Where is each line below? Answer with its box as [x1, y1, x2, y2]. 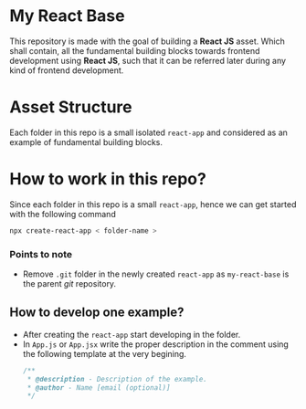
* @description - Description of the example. [26, 374, 207, 383]
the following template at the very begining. [22, 348, 187, 359]
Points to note [9, 247, 73, 260]
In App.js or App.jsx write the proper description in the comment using [22, 339, 290, 350]
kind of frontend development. [9, 65, 124, 76]
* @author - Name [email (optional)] [26, 383, 171, 393]
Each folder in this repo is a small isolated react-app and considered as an [9, 127, 288, 138]
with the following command [9, 208, 116, 219]
